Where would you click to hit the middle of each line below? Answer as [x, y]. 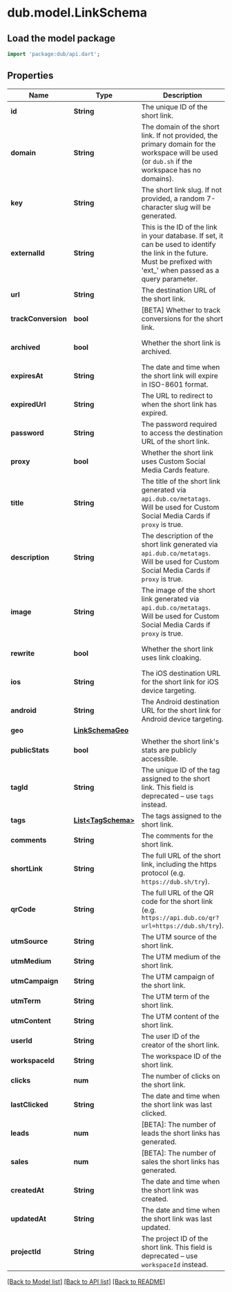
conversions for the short [182, 318]
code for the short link [177, 901]
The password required [179, 424]
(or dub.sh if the [167, 161]
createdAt [28, 1190]
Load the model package [61, 38]
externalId [28, 252]
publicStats [30, 750]
